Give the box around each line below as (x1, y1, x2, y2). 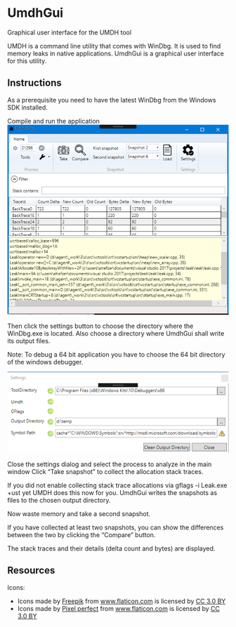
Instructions (7, 77, 62, 89)
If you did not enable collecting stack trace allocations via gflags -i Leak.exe (7, 481, 228, 489)
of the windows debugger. (7, 357, 84, 366)
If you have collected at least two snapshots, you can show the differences (7, 523, 224, 532)
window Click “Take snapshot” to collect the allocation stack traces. (7, 467, 204, 475)
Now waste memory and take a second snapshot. (7, 509, 151, 517)
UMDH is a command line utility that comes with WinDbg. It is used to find (7, 41, 221, 50)
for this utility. (7, 56, 47, 65)
